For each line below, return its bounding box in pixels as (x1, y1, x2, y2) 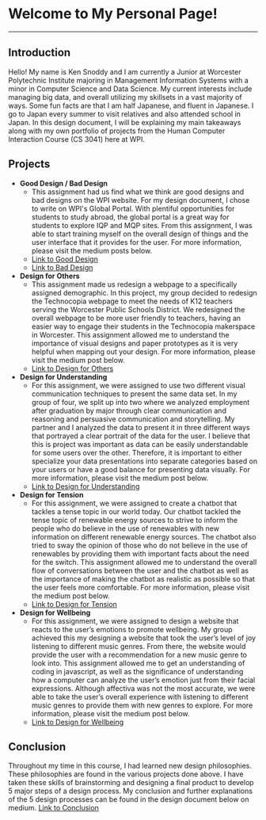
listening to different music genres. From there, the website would (31, 641, 246, 650)
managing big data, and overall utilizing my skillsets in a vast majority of (8, 92, 243, 101)
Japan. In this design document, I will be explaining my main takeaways (8, 117, 241, 127)
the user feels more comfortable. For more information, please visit (31, 582, 250, 592)
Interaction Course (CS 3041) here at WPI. (8, 134, 145, 143)
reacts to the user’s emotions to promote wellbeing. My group (31, 624, 233, 634)
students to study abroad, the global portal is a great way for (31, 212, 230, 222)
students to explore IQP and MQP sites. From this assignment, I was (31, 220, 253, 230)
